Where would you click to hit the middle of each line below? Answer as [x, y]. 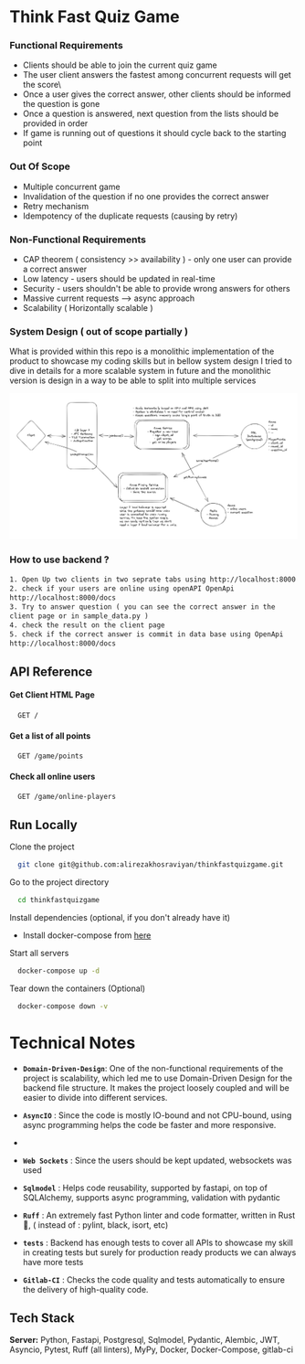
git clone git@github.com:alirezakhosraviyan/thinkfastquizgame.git [151, 865]
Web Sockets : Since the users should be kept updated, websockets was [157, 1160]
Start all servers [39, 953]
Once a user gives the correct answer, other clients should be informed [157, 94]
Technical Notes [73, 1043]
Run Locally [43, 825]
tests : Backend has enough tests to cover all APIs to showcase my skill [158, 1242]
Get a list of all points [50, 735]
